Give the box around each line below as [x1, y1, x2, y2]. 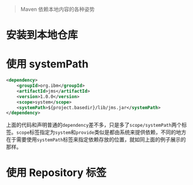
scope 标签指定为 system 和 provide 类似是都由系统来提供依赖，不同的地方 [16, 129, 187, 136]
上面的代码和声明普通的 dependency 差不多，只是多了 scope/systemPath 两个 [6, 122, 182, 129]
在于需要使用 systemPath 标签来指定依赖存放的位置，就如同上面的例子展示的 [6, 136, 186, 143]
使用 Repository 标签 [6, 166, 106, 180]
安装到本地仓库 [6, 29, 78, 42]
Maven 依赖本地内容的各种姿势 [20, 6, 95, 12]
